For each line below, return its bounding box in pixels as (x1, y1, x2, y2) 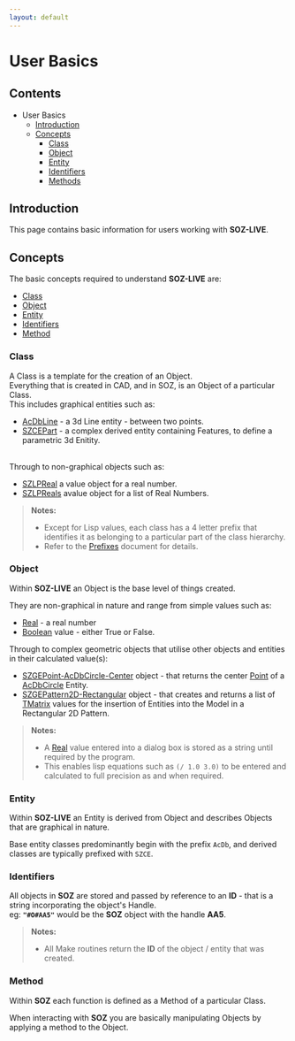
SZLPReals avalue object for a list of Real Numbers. (21, 487, 209, 498)
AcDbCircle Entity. (21, 679, 89, 690)
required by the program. (43, 751, 135, 762)
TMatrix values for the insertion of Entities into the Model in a (21, 698, 245, 708)
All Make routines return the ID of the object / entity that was (43, 944, 265, 954)
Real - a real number (21, 616, 97, 628)
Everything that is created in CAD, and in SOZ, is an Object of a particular (9, 379, 276, 390)
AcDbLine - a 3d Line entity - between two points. (21, 416, 205, 426)
